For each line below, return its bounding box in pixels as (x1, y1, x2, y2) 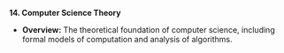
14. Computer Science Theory (9, 8, 121, 18)
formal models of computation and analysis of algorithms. (21, 34, 233, 44)
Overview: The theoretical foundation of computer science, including (21, 25, 276, 34)
